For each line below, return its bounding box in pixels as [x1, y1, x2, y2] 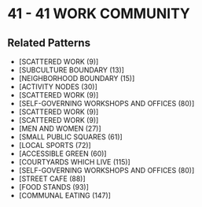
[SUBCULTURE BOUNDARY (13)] [18, 65, 125, 75]
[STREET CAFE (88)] [18, 174, 86, 183]
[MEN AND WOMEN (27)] [18, 124, 101, 133]
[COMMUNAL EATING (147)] [18, 190, 112, 200]
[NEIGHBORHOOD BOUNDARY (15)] [18, 74, 135, 83]
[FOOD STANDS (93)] [18, 183, 90, 191]
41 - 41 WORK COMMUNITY [7, 5, 190, 23]
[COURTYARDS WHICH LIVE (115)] [18, 157, 130, 166]
